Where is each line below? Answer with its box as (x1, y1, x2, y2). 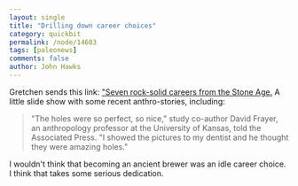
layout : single (9, 12, 66, 22)
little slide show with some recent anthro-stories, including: (9, 96, 226, 106)
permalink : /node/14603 (9, 37, 98, 47)
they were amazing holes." (30, 141, 129, 151)
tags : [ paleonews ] (9, 46, 77, 55)
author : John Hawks (9, 63, 82, 72)
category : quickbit (9, 29, 82, 38)
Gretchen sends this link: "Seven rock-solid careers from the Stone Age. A (9, 86, 281, 97)
